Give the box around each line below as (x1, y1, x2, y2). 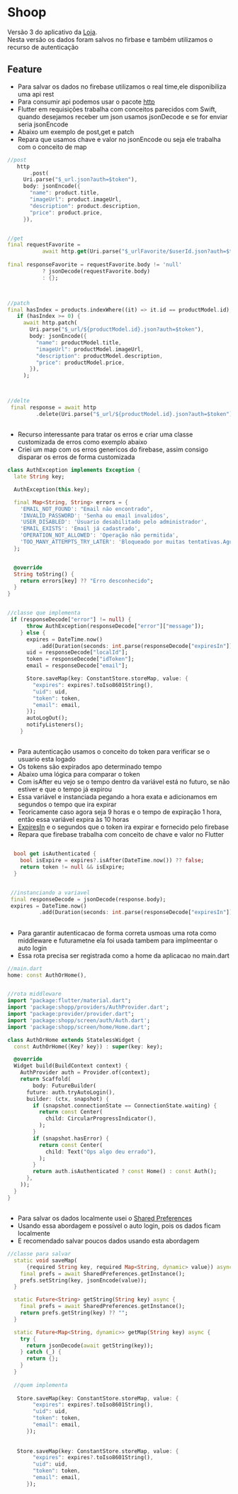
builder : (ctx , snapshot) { (25, 1095, 110, 1102)
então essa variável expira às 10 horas (17, 815, 130, 824)
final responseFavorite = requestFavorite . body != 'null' (7, 261, 182, 268)
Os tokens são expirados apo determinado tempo (17, 762, 162, 771)
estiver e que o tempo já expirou (17, 785, 112, 793)
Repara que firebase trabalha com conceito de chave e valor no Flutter (17, 830, 225, 839)
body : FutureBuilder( (33, 1082, 97, 1089)
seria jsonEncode (17, 120, 69, 128)
